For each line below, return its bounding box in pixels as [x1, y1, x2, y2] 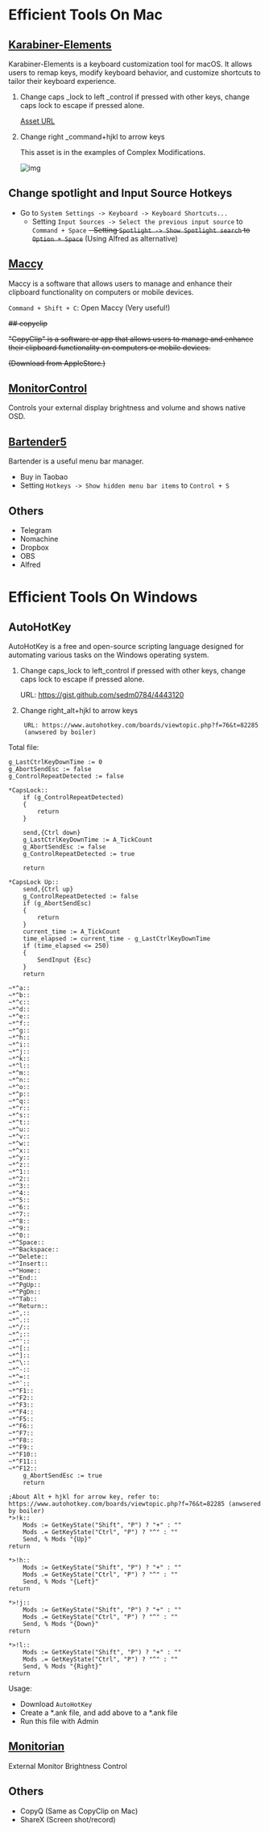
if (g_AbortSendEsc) [23, 899, 92, 908]
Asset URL [19, 116, 56, 126]
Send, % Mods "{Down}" [23, 1620, 99, 1629]
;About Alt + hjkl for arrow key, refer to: [8, 1493, 160, 1501]
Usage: [8, 1683, 32, 1693]
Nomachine [19, 535, 59, 544]
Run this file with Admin [19, 1717, 99, 1726]
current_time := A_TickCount [23, 928, 121, 936]
